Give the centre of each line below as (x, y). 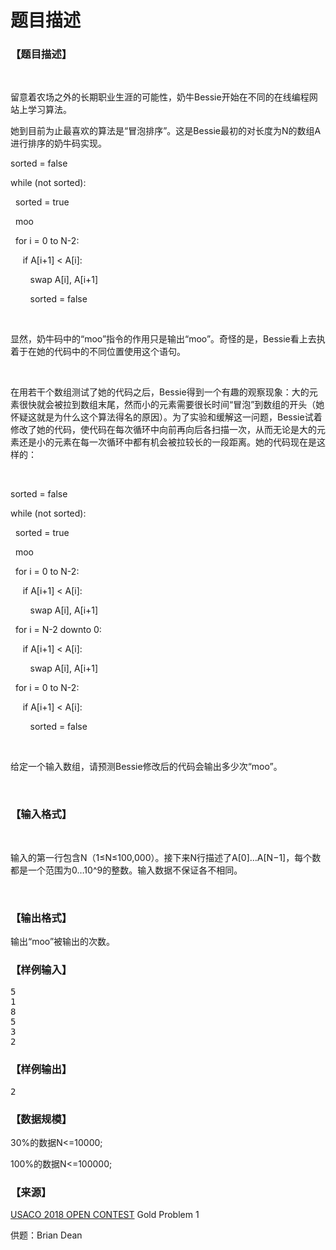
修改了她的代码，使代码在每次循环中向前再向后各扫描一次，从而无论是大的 (163, 430)
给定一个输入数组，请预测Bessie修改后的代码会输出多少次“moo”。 (146, 767)
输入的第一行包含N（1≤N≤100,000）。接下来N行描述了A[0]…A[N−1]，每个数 (166, 857)
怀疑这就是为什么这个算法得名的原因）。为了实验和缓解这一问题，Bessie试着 (166, 417)
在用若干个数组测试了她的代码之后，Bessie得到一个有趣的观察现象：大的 (160, 392)
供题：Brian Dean (46, 1235)
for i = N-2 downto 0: (58, 630)
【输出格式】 (41, 918)
